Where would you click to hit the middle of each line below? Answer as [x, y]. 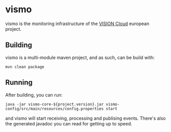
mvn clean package [25, 67]
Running [19, 83]
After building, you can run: [34, 95]
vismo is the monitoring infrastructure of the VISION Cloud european [77, 24]
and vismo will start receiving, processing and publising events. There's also [86, 118]
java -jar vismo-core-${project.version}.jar [54, 104]
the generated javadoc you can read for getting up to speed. [69, 123]
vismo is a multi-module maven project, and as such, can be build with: [80, 57]
